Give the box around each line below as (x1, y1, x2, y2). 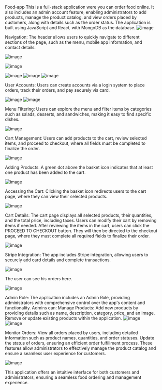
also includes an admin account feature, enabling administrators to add (5, 9, 147, 15)
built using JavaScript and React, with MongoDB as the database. (5, 25, 135, 31)
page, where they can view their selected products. (5, 194, 108, 199)
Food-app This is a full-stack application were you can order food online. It (5, 4, 154, 10)
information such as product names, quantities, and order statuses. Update (5, 335, 155, 340)
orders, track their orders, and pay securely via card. (5, 87, 110, 93)
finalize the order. (5, 146, 40, 151)
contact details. (5, 45, 36, 50)
